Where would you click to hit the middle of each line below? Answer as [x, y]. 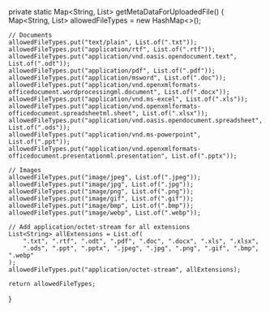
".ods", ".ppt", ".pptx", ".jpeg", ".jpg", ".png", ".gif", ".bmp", [141, 248]
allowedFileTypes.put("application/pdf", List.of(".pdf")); [112, 71]
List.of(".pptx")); [204, 156]
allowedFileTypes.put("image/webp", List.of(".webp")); [105, 213]
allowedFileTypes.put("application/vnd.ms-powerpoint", [105, 135]
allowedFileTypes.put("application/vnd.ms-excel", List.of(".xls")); [129, 99]
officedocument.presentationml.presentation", [88, 156]
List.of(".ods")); [39, 127]
